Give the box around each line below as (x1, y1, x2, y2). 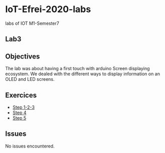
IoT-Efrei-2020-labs (5, 4, 92, 15)
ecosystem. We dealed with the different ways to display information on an (5, 71, 160, 77)
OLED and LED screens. (5, 76, 55, 82)
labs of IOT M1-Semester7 (5, 20, 59, 26)
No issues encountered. (5, 143, 55, 149)
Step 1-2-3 (12, 104, 35, 110)
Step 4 (12, 110, 27, 116)
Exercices (5, 91, 37, 99)
